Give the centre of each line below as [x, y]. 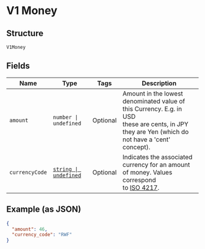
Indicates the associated [157, 157]
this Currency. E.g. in [152, 109]
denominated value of [154, 101]
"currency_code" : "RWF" [42, 235]
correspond [139, 180]
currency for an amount [156, 165]
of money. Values [147, 172]
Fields [18, 66]
